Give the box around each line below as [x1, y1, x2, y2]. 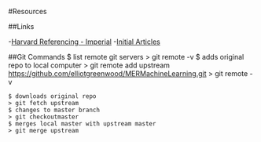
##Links [8, 22, 35, 31]
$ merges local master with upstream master [8, 120, 156, 128]
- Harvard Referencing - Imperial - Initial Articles [8, 37, 161, 46]
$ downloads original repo [8, 93, 97, 100]
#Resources [8, 7, 47, 16]
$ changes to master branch [8, 106, 101, 114]
